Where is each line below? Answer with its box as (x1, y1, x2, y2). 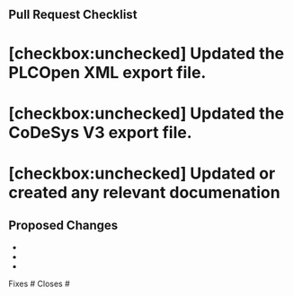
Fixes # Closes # (8, 278, 71, 289)
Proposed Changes (8, 218, 119, 233)
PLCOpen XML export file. (8, 62, 207, 83)
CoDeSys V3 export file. (8, 122, 192, 143)
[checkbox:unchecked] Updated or (8, 163, 276, 183)
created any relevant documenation (8, 182, 280, 203)
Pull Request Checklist (8, 7, 138, 22)
